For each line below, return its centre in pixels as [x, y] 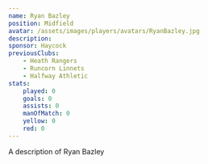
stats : [19, 83]
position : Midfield [41, 23]
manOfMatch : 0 [46, 114]
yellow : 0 [40, 121]
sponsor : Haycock [37, 46]
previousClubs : [34, 53]
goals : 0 [37, 99]
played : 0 [40, 91]
